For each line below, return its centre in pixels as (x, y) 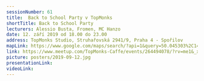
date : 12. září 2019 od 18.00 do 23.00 (57, 35)
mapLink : (17, 46)
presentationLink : (29, 63)
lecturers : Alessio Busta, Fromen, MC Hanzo (63, 29)
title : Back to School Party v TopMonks (59, 18)
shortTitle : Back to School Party (50, 23)
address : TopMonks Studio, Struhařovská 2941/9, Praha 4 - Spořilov (95, 40)
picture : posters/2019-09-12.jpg (49, 57)
